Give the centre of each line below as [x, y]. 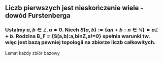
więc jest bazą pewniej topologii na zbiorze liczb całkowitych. [81, 42]
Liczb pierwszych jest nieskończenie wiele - [74, 8]
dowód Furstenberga [38, 16]
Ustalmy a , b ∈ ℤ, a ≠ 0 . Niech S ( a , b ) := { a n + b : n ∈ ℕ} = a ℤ [82, 30]
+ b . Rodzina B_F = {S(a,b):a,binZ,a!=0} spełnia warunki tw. [78, 36]
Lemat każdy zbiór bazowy [33, 53]
